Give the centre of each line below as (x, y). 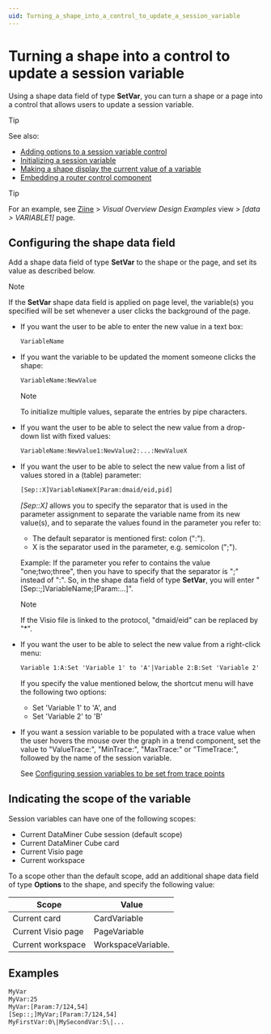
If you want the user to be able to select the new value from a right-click (140, 644)
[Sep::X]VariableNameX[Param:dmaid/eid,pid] (96, 490)
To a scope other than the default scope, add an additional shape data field (133, 876)
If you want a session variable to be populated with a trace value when (138, 732)
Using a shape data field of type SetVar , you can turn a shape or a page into (135, 96)
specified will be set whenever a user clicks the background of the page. (129, 311)
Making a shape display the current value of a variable (110, 169)
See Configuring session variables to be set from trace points (122, 773)
